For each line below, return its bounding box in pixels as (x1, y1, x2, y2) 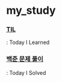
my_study (6, 4, 56, 17)
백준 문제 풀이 (6, 55, 44, 63)
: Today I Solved (6, 69, 46, 76)
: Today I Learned (6, 39, 50, 46)
